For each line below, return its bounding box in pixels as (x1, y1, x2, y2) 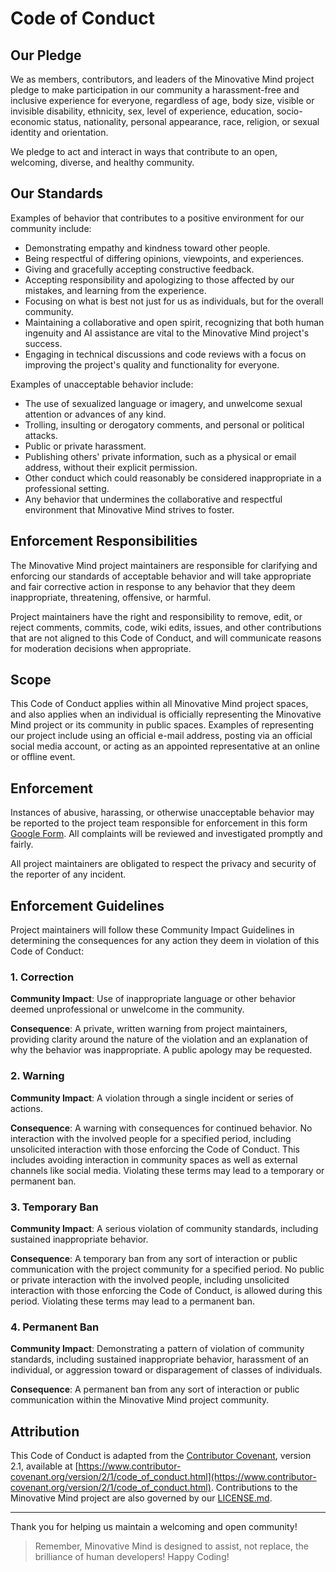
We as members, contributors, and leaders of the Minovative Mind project (10, 73, 315, 85)
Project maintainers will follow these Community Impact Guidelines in (10, 924, 295, 936)
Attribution (10, 1423, 80, 1440)
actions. (10, 1102, 43, 1114)
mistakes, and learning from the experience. (24, 284, 207, 296)
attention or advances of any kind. (24, 408, 167, 420)
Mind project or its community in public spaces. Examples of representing (10, 719, 315, 731)
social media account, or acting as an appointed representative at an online (10, 740, 320, 752)
